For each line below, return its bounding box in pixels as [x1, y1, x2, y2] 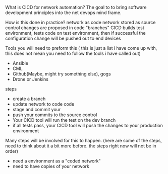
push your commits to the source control [12, 112, 97, 118]
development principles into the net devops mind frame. [5, 10, 122, 16]
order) [5, 148, 19, 154]
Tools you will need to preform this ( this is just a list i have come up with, [5, 45, 157, 51]
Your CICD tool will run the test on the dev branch [12, 117, 116, 123]
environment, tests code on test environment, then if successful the [5, 30, 146, 36]
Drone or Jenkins [12, 76, 49, 82]
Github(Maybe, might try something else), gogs [12, 71, 111, 77]
